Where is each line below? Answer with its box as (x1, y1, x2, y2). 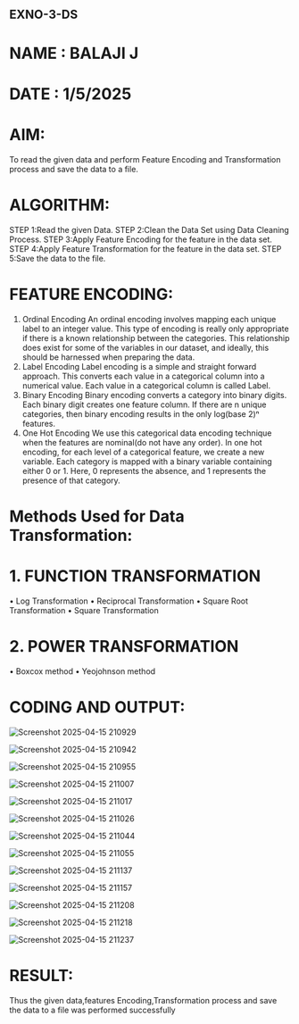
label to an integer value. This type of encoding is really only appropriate (21, 323, 289, 334)
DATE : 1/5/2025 (9, 84, 132, 104)
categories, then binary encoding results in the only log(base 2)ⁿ (21, 408, 260, 419)
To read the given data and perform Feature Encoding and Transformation (9, 154, 281, 164)
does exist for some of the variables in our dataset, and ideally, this (21, 342, 270, 353)
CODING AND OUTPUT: (9, 696, 186, 717)
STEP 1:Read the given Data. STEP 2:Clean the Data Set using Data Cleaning (9, 224, 290, 235)
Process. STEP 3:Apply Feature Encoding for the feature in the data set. (9, 234, 272, 245)
